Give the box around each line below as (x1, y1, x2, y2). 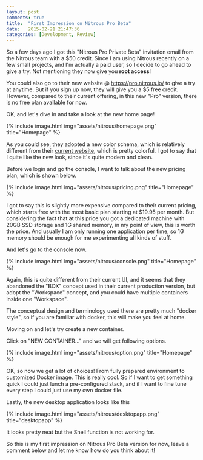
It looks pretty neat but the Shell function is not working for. (6, 428, 155, 436)
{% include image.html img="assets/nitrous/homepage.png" (6, 122, 157, 130)
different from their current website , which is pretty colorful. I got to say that (6, 147, 196, 155)
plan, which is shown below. (6, 172, 77, 179)
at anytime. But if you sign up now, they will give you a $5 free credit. (6, 86, 179, 93)
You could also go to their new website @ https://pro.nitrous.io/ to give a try (6, 80, 196, 87)
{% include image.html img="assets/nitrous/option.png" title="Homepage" (6, 349, 193, 357)
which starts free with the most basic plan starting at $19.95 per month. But (6, 208, 195, 216)
